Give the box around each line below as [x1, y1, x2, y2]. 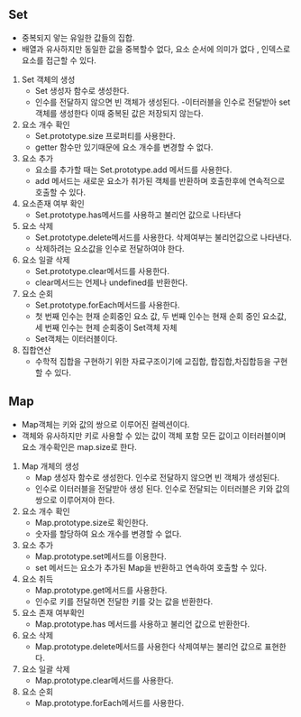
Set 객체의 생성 [21, 74, 76, 85]
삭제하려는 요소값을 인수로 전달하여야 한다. [34, 243, 186, 253]
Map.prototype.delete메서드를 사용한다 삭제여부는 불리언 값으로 [34, 640, 263, 652]
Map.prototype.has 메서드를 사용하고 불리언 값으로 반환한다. [34, 618, 251, 630]
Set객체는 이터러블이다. [34, 333, 118, 344]
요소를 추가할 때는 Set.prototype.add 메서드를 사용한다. [34, 164, 233, 175]
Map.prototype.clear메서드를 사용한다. [34, 675, 174, 685]
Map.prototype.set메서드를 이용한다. [34, 550, 168, 562]
